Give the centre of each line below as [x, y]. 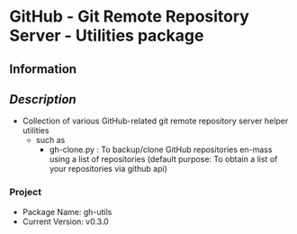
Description [43, 99]
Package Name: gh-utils [67, 211]
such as [50, 140]
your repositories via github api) [108, 169]
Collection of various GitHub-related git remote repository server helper [155, 121]
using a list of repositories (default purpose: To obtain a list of [163, 159]
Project [26, 193]
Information [43, 69]
